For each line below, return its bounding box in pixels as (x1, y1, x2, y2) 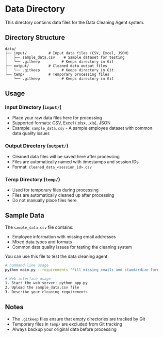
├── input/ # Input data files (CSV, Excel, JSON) (5, 51, 130, 55)
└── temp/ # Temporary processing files (5, 72, 110, 77)
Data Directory (5, 3, 65, 15)
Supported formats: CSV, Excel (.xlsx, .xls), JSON (12, 120, 111, 126)
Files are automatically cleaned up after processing (12, 192, 114, 198)
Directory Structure (5, 34, 65, 42)
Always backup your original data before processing (12, 326, 117, 332)
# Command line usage (5, 263, 49, 268)
